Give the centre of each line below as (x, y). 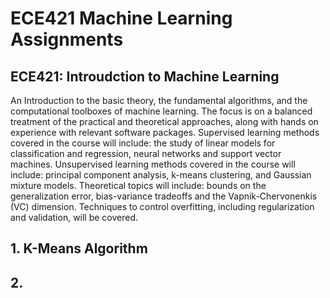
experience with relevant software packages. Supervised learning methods (165, 132)
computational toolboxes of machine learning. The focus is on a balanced (161, 111)
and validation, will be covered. (74, 217)
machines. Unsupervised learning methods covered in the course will (153, 164)
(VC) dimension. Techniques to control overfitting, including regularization (162, 206)
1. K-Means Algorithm (79, 248)
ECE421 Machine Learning (121, 18)
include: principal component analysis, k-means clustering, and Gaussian (161, 175)
